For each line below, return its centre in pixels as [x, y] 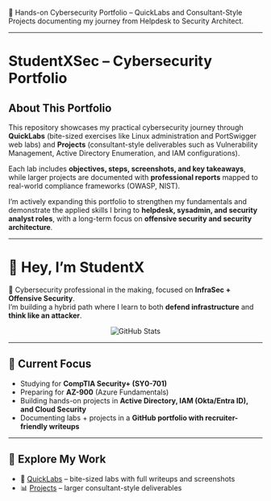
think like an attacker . [45, 315]
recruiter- [222, 417]
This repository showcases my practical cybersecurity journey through [126, 127]
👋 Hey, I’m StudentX [77, 267]
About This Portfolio [60, 108]
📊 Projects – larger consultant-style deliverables [101, 487]
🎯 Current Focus [50, 364]
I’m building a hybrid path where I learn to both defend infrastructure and [131, 307]
